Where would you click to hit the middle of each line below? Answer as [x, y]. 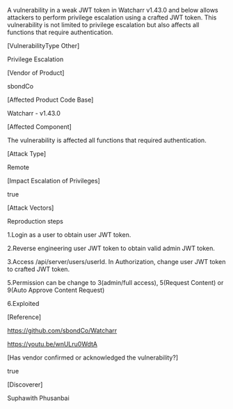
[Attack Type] [27, 154]
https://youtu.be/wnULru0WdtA [53, 344]
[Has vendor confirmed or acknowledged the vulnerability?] [93, 357]
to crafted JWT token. [39, 269]
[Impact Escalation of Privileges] [54, 181]
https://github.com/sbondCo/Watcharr [62, 331]
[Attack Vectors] [31, 208]
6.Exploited [23, 303]
